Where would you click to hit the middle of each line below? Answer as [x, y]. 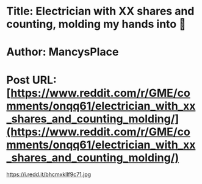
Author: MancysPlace [63, 52]
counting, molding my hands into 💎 [96, 24]
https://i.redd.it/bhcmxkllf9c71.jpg [49, 174]
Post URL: [31, 80]
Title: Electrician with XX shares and [100, 11]
